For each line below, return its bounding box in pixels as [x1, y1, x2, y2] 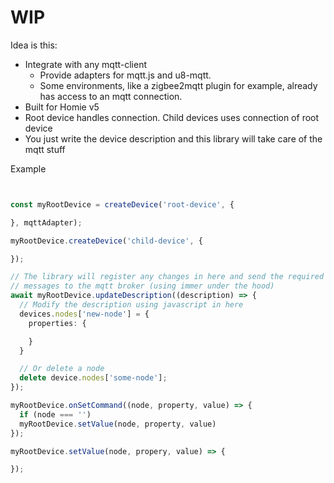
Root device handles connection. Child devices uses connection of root [24, 111, 320, 123]
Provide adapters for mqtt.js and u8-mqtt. [39, 69, 212, 81]
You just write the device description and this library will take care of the [24, 132, 323, 145]
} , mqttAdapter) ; [10, 217, 83, 228]
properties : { [28, 318, 87, 328]
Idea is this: [10, 39, 58, 51]
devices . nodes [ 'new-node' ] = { [19, 309, 150, 319]
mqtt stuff [24, 143, 66, 155]
